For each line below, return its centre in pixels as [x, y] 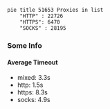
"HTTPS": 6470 [40, 22]
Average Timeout [33, 62]
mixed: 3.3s [34, 78]
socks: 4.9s [34, 100]
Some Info [25, 45]
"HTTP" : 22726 [42, 16]
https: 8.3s [33, 92]
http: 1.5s [30, 85]
